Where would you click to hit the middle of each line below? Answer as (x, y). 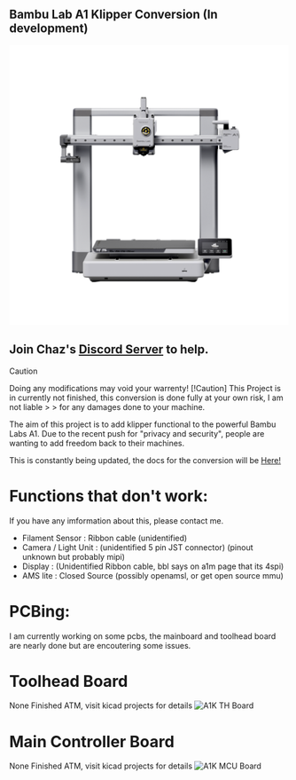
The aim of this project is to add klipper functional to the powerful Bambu (143, 424)
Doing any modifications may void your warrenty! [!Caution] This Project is (145, 388)
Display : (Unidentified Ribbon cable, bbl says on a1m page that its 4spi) (153, 566)
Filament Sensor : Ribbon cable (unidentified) (105, 538)
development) (49, 29)
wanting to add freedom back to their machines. (97, 443)
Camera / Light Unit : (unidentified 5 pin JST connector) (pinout (138, 547)
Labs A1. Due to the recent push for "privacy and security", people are (137, 433)
